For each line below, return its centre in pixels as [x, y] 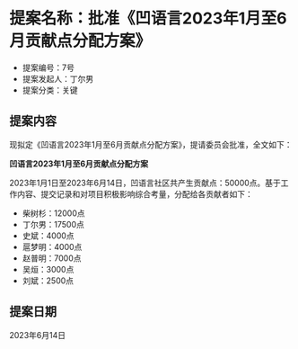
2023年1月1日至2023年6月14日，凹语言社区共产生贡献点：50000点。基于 [145, 183]
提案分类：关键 [50, 90]
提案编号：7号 [48, 67]
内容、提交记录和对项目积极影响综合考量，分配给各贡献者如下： [135, 193]
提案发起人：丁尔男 [58, 78]
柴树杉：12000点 [53, 213]
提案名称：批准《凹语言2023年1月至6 [148, 18]
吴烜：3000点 [48, 269]
